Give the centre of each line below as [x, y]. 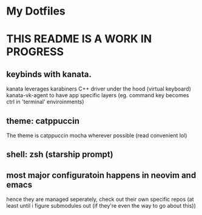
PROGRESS [35, 52]
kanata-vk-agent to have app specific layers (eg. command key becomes [98, 95]
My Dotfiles [36, 11]
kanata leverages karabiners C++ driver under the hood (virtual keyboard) [99, 89]
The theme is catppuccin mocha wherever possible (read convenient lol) [97, 135]
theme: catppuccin [43, 121]
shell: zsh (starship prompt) [60, 155]
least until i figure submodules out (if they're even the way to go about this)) [101, 206]
